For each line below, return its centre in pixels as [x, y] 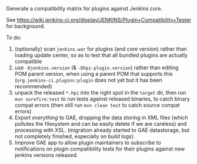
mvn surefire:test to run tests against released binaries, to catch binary [102, 99]
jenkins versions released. [46, 155]
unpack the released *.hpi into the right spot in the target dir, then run [100, 93]
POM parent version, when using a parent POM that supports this [94, 74]
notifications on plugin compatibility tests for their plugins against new [100, 149]
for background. [26, 26]
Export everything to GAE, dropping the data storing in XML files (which [101, 118]
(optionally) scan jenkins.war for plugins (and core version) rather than [101, 49]
